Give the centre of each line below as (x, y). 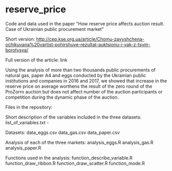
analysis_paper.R (23, 148)
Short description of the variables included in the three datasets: (73, 117)
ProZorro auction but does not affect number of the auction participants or (84, 91)
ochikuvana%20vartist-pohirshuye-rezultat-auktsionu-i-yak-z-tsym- (78, 44)
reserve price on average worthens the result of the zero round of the (79, 86)
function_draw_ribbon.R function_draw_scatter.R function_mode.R (75, 163)
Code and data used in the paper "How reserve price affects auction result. (85, 24)
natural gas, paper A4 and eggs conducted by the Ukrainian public (76, 75)
